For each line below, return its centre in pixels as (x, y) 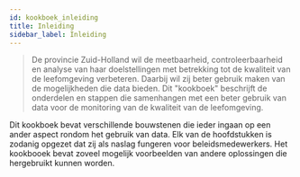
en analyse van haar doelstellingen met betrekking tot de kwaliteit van (161, 69)
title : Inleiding (42, 26)
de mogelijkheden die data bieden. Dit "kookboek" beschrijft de (149, 88)
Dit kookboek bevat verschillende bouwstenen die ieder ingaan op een (140, 125)
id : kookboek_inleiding (54, 18)
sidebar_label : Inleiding (58, 34)
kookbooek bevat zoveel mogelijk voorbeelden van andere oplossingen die (148, 154)
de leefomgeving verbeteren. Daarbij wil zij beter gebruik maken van (158, 79)
